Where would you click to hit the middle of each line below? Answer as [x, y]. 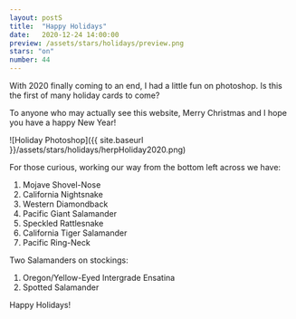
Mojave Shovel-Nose [62, 185]
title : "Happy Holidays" [58, 26]
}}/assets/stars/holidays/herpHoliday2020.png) [98, 150]
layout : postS [36, 18]
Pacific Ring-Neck [56, 242]
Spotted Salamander [61, 287]
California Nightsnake [63, 194]
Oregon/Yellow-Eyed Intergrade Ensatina [99, 278]
